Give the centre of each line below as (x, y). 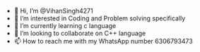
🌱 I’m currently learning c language (65, 26)
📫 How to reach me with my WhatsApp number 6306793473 (103, 41)
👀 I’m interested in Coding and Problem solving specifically (100, 18)
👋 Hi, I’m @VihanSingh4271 (53, 11)
